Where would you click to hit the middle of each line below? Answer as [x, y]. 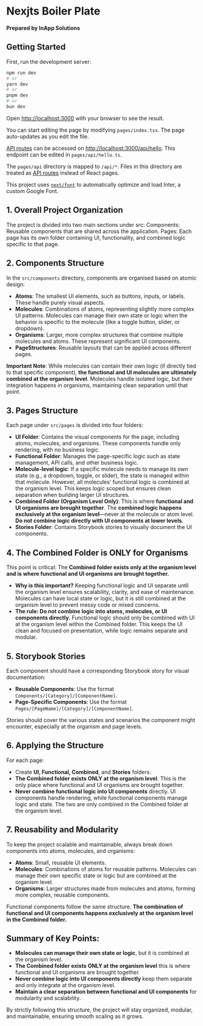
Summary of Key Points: [53, 938]
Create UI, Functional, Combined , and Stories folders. [83, 772]
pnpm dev [17, 95]
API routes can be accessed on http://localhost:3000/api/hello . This [91, 148]
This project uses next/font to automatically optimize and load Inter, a [94, 184]
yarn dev [17, 84]
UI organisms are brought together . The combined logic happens [98, 508]
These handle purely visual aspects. [60, 302]
